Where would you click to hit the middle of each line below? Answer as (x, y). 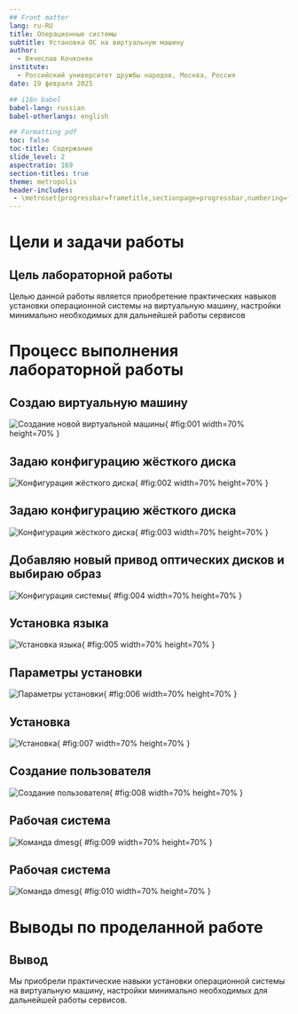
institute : (29, 68)
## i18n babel (35, 100)
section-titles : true (49, 173)
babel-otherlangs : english (59, 116)
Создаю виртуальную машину (98, 402)
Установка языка (59, 623)
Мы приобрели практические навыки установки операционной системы (147, 981)
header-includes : (41, 190)
